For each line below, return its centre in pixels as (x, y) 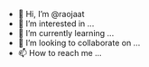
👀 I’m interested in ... (56, 24)
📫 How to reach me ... (60, 53)
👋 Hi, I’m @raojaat (51, 14)
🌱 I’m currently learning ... (66, 33)
